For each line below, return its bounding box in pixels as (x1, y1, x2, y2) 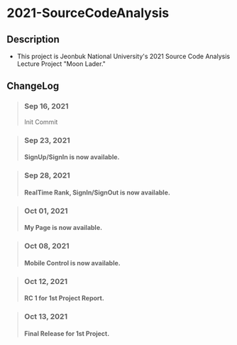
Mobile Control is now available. (23, 258, 121, 267)
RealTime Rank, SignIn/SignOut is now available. (23, 188, 171, 197)
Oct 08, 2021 (23, 241, 70, 251)
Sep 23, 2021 (23, 135, 70, 145)
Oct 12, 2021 (23, 276, 68, 286)
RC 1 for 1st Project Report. (23, 294, 104, 302)
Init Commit (23, 117, 58, 126)
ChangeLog (6, 80, 60, 92)
